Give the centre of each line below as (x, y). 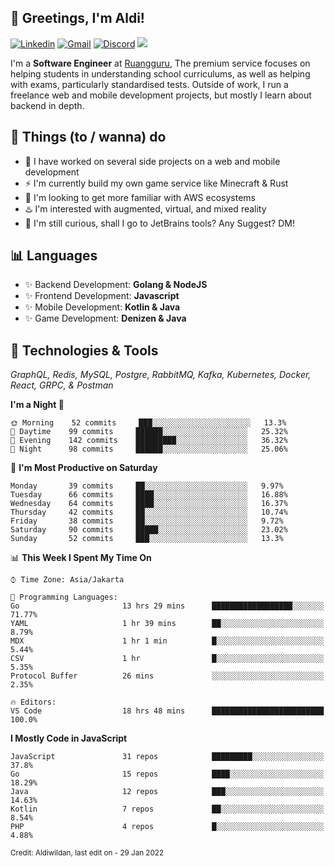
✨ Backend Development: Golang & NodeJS (116, 285)
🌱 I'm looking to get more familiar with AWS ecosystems (140, 197)
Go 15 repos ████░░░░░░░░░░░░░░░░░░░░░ (167, 774)
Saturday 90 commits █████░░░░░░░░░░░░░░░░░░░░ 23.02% (149, 530)
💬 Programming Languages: (64, 597)
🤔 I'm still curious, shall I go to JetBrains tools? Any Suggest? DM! (159, 223)
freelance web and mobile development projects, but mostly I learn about (161, 95)
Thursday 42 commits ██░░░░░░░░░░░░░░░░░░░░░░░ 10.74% (149, 512)
